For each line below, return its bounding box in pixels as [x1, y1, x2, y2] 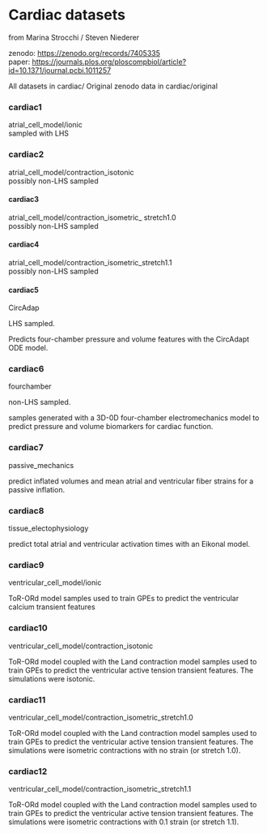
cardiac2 [8, 148, 44, 160]
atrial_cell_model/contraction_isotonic [8, 167, 135, 177]
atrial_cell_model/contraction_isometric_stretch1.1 [8, 257, 172, 267]
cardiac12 [8, 765, 48, 776]
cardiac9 [8, 559, 44, 570]
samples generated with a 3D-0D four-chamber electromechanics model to [8, 413, 260, 423]
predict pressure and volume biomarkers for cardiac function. [8, 422, 214, 432]
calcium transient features [8, 602, 95, 612]
